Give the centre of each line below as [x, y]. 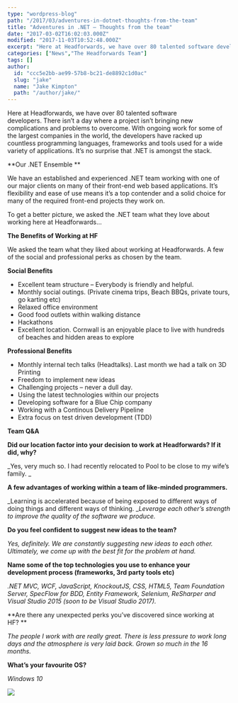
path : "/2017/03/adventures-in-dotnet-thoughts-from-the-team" [103, 21]
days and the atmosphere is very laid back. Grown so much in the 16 [108, 644]
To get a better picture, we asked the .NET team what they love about [109, 215]
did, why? [22, 452]
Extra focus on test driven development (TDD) [85, 417]
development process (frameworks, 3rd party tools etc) [91, 573]
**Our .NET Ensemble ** [44, 164]
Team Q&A [23, 431]
